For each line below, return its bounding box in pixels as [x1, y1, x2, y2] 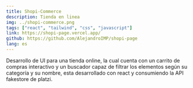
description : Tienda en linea [6, 14, 80, 20]
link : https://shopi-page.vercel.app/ [6, 30, 101, 36]
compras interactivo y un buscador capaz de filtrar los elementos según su [6, 63, 188, 70]
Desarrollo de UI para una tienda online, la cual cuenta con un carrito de [6, 57, 180, 64]
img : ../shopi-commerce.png [6, 19, 75, 25]
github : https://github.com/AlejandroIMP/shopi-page [6, 36, 138, 41]
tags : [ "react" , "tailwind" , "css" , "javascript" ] [6, 24, 133, 31]
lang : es [6, 41, 28, 47]
